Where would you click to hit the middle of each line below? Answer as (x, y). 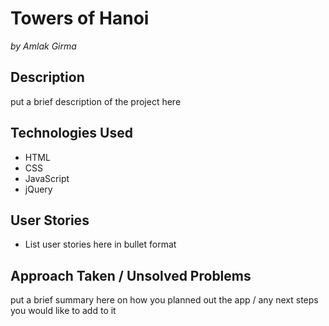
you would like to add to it (63, 311)
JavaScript (47, 178)
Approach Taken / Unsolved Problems (131, 275)
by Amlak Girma (43, 46)
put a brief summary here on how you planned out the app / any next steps (164, 300)
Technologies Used (71, 133)
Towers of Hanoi (80, 18)
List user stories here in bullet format (100, 244)
